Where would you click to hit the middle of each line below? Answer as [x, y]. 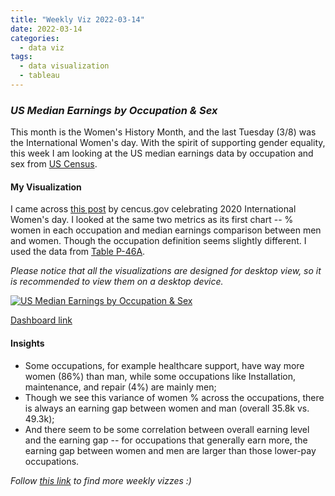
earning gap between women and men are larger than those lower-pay [170, 450]
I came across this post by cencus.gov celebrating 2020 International [153, 209]
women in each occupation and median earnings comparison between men [166, 230]
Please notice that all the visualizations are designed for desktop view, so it [166, 271]
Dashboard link [41, 320]
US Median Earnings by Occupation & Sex [114, 110]
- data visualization [64, 66]
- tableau [39, 76]
